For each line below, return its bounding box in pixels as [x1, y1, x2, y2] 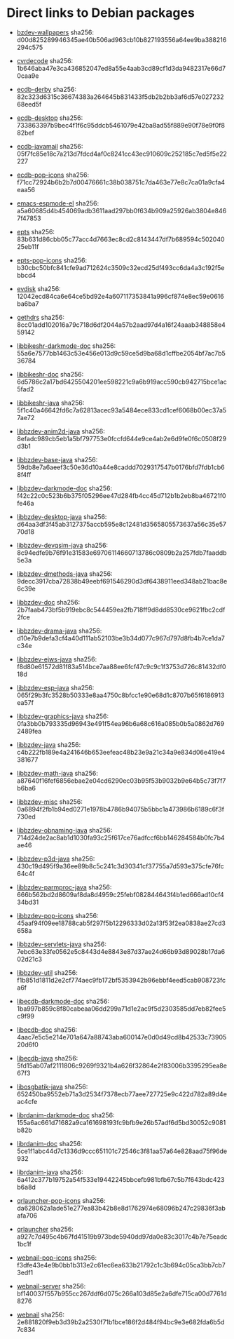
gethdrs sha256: [16, 313, 64, 321]
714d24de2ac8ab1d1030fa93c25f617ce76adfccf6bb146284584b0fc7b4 [16, 833, 225, 842]
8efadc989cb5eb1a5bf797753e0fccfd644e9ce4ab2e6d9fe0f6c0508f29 [16, 434, 227, 443]
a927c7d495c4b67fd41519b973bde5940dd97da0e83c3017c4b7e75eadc [16, 1232, 228, 1241]
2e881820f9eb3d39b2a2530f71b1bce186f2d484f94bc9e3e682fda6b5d [16, 1317, 225, 1326]
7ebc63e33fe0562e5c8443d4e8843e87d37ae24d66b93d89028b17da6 [16, 947, 226, 955]
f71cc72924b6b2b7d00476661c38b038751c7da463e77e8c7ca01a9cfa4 [16, 177, 226, 187]
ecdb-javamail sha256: [16, 142, 83, 150]
